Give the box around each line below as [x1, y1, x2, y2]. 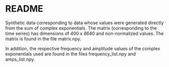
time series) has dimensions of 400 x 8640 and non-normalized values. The [5, 30, 164, 36]
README [5, 3, 44, 15]
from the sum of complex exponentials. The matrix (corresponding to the [5, 25, 157, 31]
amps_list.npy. [5, 56, 35, 62]
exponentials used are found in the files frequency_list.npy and [5, 51, 136, 57]
